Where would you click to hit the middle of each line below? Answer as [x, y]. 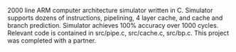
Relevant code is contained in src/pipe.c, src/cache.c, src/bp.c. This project [118, 33]
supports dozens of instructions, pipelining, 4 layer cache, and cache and [115, 18]
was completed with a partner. [52, 41]
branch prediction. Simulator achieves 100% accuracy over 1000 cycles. [113, 25]
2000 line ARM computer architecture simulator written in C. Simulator [110, 10]
